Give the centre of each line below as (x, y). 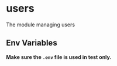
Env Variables (32, 43)
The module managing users (40, 25)
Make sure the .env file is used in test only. (59, 57)
